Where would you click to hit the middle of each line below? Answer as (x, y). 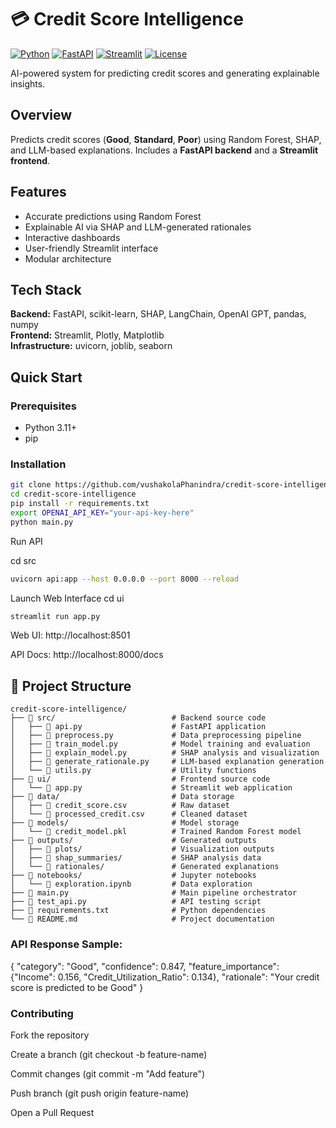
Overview (41, 115)
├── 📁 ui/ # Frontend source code (140, 779)
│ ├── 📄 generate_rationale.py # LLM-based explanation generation (167, 762)
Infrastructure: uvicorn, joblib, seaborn (91, 346)
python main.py (42, 522)
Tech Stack (46, 289)
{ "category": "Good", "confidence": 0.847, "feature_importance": (145, 966)
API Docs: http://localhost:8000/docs (87, 655)
